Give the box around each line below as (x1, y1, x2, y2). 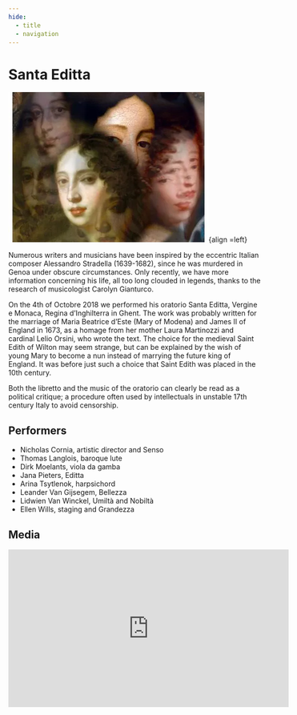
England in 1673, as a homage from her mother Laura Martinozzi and (8, 325, 235, 335)
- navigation (15, 30, 59, 38)
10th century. (8, 368, 52, 378)
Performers (8, 424, 67, 437)
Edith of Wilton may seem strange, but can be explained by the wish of (8, 343, 242, 352)
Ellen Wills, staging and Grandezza (19, 504, 134, 514)
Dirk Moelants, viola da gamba (19, 462, 121, 472)
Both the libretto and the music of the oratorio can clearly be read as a (8, 384, 240, 393)
